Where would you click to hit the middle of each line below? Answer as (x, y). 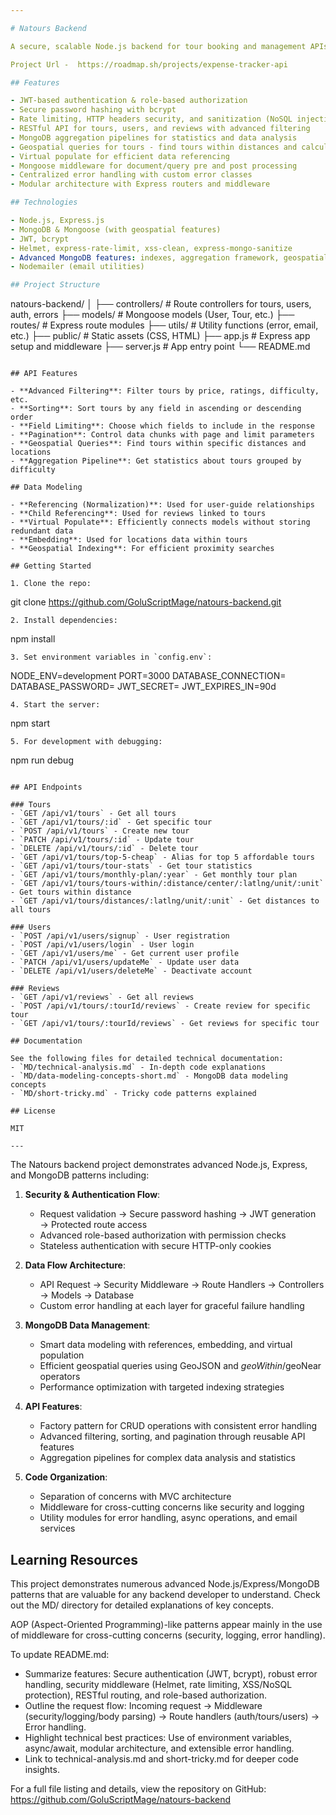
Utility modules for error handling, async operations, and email (168, 1518)
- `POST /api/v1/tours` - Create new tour (100, 831)
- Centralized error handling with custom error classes (131, 175)
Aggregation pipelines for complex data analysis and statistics (167, 1458)
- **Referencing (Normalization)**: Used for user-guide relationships (162, 505)
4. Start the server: (55, 705)
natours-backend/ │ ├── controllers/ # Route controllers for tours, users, (161, 304)
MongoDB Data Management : (87, 1325)
